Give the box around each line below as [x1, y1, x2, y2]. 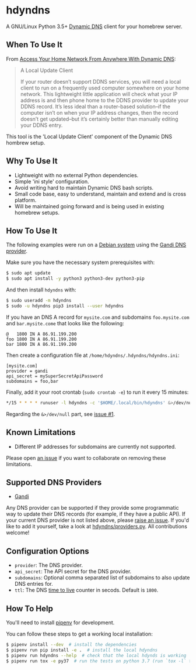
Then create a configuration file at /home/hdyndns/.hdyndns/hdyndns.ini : [6, 352, 180, 359]
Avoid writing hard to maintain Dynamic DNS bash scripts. [14, 184, 153, 191]
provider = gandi [6, 368, 48, 374]
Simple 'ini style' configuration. [14, 178, 89, 185]
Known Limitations [6, 428, 76, 438]
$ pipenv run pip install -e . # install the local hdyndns [6, 647, 158, 653]
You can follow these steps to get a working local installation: [6, 630, 153, 637]
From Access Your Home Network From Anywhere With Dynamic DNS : [6, 55, 176, 62]
